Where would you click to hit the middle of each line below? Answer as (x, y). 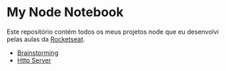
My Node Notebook (65, 12)
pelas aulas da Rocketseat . (46, 39)
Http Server (34, 60)
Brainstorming (37, 53)
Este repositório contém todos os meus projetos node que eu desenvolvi (113, 32)
